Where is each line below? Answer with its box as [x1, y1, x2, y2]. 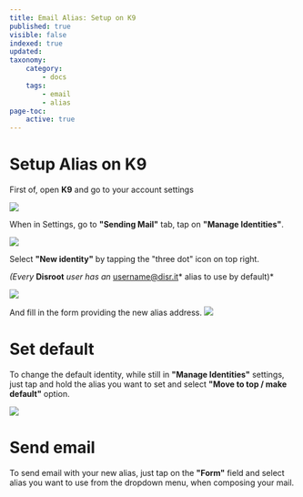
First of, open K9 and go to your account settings [9, 184, 194, 196]
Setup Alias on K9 [9, 154, 147, 175]
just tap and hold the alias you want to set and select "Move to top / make [9, 379, 288, 390]
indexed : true [9, 38, 64, 48]
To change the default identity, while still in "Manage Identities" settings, [9, 370, 285, 380]
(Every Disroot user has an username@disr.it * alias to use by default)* [9, 271, 275, 282]
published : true [9, 22, 71, 31]
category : [25, 65, 64, 74]
